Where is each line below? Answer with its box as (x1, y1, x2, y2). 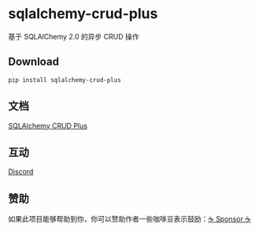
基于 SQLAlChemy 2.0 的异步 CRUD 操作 (8, 32, 139, 41)
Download (8, 55, 59, 69)
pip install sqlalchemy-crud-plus (8, 76, 122, 84)
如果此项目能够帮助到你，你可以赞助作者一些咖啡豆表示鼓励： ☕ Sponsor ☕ (8, 214, 252, 224)
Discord (8, 167, 34, 177)
